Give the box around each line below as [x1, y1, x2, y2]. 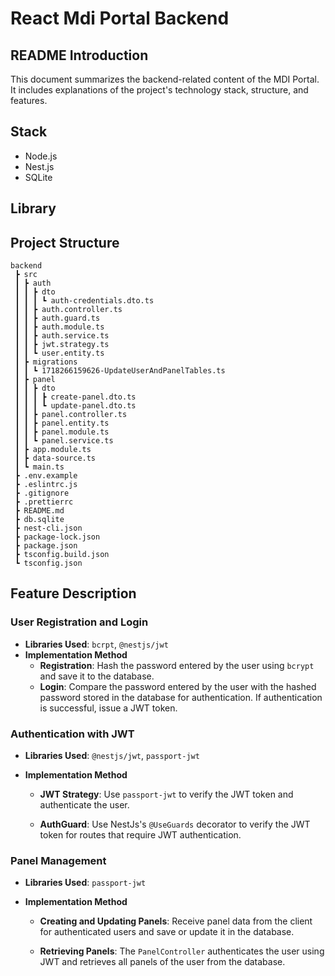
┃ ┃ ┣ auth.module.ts [14, 322, 105, 332]
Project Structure [10, 234, 120, 251]
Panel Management [10, 853, 107, 867]
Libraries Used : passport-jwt [24, 877, 147, 889]
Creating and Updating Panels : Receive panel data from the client [39, 915, 313, 927]
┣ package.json [14, 541, 78, 551]
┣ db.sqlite [14, 515, 65, 525]
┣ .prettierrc [14, 497, 74, 507]
